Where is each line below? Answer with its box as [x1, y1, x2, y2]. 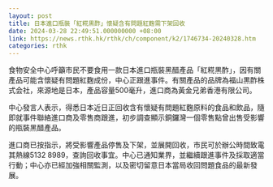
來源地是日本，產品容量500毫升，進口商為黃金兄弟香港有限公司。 [36, 86, 257, 96]
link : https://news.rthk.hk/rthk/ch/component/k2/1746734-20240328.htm [8, 34, 256, 43]
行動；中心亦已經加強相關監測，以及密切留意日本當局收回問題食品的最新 [8, 160, 250, 170]
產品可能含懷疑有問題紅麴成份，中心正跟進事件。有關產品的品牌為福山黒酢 [8, 75, 258, 85]
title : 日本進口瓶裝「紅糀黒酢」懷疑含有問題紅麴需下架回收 [8, 19, 185, 28]
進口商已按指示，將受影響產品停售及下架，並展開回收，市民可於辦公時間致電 [8, 140, 265, 150]
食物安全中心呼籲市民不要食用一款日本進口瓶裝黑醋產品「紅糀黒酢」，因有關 [8, 66, 262, 75]
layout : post [8, 11, 53, 20]
